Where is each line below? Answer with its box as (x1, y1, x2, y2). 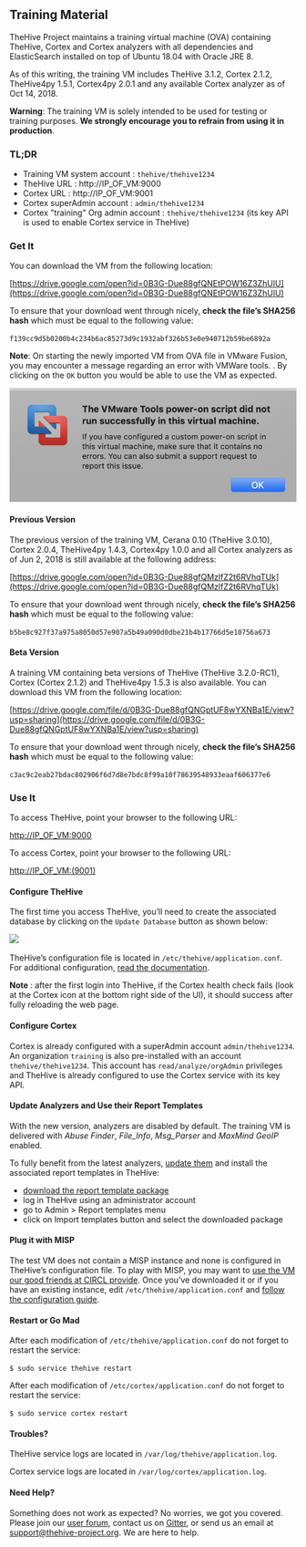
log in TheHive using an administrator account (22, 1194, 196, 1205)
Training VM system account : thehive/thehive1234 (22, 169, 216, 180)
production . (9, 125, 55, 136)
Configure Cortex (9, 1021, 77, 1032)
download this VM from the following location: (9, 686, 182, 697)
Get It (9, 240, 35, 253)
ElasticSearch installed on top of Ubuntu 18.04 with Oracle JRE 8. (9, 50, 254, 62)
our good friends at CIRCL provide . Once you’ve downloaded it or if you (9, 1274, 280, 1285)
